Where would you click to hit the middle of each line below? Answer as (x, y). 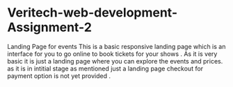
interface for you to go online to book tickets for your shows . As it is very (112, 54)
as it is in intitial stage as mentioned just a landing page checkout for (105, 68)
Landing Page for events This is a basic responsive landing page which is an (116, 46)
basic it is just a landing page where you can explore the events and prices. (115, 61)
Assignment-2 (50, 27)
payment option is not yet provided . (59, 76)
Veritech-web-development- (93, 13)
